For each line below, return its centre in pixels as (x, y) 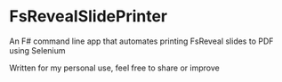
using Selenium (37, 50)
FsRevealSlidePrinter (89, 16)
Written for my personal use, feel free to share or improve (114, 68)
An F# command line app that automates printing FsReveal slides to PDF (141, 41)
